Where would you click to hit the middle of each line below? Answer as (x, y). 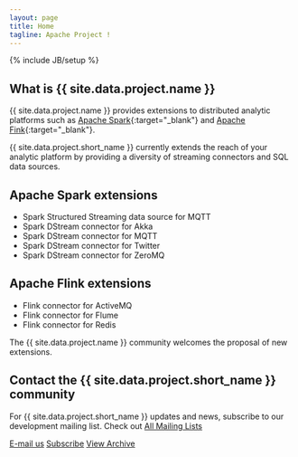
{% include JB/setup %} (54, 61)
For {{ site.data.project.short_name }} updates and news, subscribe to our (147, 416)
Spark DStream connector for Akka (88, 226)
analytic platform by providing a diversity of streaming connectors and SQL (149, 157)
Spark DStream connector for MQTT (90, 236)
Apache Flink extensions (80, 284)
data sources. (35, 167)
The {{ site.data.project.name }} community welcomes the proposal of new (149, 342)
